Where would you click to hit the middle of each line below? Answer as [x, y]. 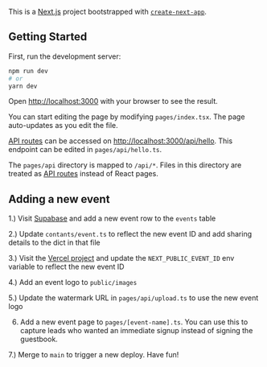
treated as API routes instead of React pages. [83, 174]
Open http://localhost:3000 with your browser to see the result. [113, 101]
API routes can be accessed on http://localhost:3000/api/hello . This [121, 141]
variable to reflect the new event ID [66, 267]
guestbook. [39, 339]
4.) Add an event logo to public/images [73, 282]
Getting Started [48, 37]
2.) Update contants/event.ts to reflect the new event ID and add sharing [130, 234]
